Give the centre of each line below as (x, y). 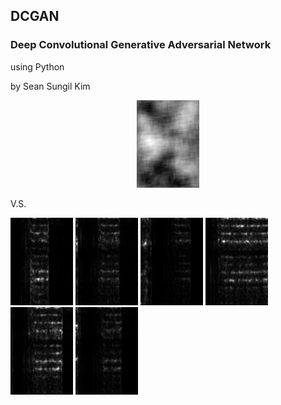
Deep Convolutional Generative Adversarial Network (141, 45)
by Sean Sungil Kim (50, 86)
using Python (37, 66)
